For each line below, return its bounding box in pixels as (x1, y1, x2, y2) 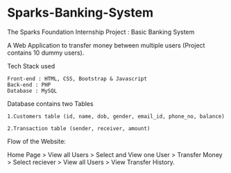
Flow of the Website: (7, 137, 66, 145)
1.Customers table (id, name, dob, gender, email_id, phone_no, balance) (7, 113, 225, 120)
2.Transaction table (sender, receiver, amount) (7, 125, 151, 132)
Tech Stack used (7, 62, 55, 70)
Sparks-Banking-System (7, 5, 154, 21)
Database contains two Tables (7, 99, 94, 108)
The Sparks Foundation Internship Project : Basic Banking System (7, 28, 195, 36)
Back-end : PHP (7, 81, 51, 88)
